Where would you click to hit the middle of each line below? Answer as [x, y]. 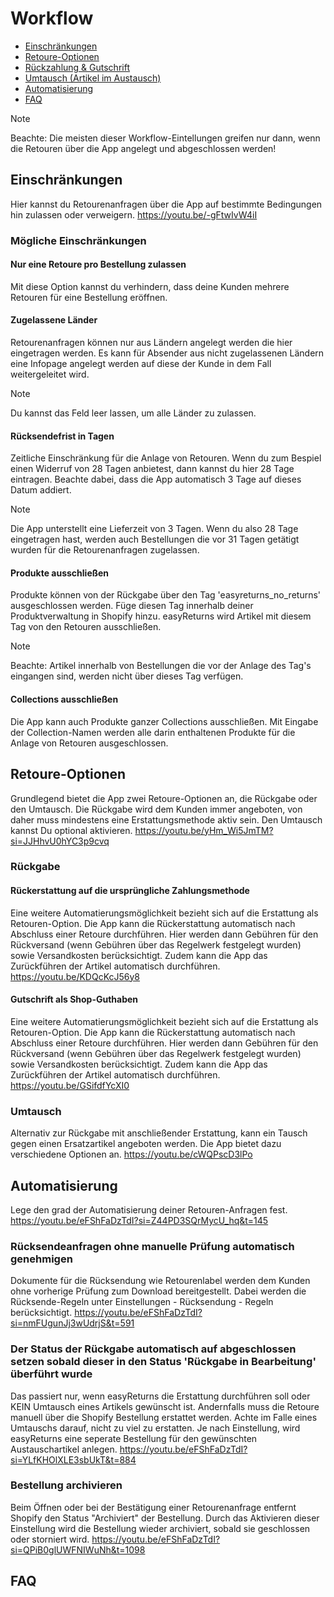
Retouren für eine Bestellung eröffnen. [89, 297]
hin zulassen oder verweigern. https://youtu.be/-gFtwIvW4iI [134, 214]
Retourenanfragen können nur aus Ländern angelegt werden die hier [151, 343]
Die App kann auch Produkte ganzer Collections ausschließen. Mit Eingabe [164, 721]
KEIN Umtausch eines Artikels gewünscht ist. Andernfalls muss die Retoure [165, 1406]
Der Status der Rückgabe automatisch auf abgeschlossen [153, 1349]
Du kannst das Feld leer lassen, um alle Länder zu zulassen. [133, 413]
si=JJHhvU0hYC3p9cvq [60, 841]
